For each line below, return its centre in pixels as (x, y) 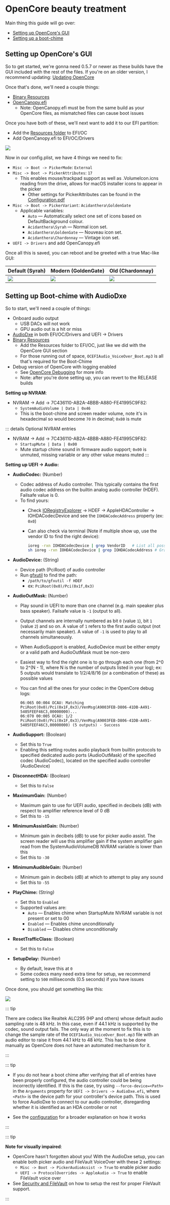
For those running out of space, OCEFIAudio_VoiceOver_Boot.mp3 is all (92, 356)
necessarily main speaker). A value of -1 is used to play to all (84, 632)
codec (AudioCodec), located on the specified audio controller (85, 760)
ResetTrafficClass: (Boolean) (43, 939)
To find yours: (35, 500)
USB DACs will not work (45, 324)
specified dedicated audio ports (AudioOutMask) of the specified (88, 755)
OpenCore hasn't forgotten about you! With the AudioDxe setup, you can (88, 1157)
